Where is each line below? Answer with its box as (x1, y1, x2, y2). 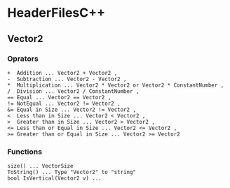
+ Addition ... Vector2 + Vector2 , (7, 69, 118, 76)
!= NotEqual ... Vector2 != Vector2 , (7, 100, 121, 107)
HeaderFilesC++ (7, 5, 105, 21)
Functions (7, 147, 42, 157)
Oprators (7, 54, 39, 64)
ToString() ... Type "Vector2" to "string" (7, 169, 137, 176)
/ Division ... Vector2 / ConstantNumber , (7, 87, 140, 95)
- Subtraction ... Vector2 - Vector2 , (7, 75, 128, 82)
